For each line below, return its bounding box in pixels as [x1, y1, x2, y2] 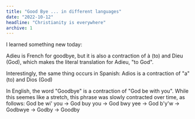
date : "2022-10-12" [6, 14, 54, 20]
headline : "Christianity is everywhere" [6, 19, 107, 25]
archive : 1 [6, 25, 33, 31]
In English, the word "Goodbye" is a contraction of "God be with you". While [6, 87, 189, 94]
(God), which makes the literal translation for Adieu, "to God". [6, 59, 154, 66]
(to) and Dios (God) [6, 76, 53, 83]
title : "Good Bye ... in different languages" [6, 8, 122, 15]
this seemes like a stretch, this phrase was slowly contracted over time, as [6, 94, 186, 101]
